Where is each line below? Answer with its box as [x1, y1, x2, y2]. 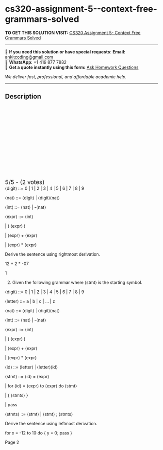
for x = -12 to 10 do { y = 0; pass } [5, 430, 73, 435]
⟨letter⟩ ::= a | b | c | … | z [5, 298, 55, 304]
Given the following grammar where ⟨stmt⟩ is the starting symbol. [12, 279, 143, 285]
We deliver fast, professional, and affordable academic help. [5, 74, 127, 80]
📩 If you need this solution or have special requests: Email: [5, 49, 126, 54]
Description [5, 92, 41, 100]
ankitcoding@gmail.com [5, 54, 53, 60]
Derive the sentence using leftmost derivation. [5, 420, 98, 426]
